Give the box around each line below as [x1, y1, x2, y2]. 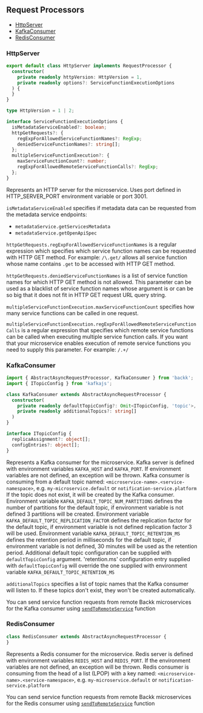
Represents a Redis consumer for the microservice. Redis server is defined [6, 650, 193, 658]
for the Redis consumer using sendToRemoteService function [6, 700, 155, 707]
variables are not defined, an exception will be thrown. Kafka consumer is [6, 471, 190, 479]
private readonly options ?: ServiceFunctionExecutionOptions [17, 80, 175, 86]
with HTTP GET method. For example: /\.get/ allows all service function [6, 253, 188, 261]
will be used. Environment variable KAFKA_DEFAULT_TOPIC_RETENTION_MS [6, 530, 181, 537]
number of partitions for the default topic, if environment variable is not [6, 503, 184, 511]
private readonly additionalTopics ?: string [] [17, 408, 137, 415]
